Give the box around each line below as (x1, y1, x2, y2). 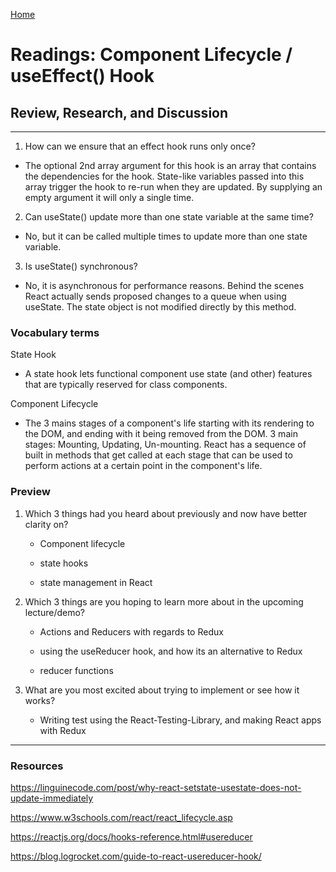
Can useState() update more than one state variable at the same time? (24, 211, 314, 223)
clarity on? (24, 518, 69, 530)
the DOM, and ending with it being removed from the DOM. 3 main (24, 428, 298, 440)
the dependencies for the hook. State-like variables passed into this (24, 170, 305, 182)
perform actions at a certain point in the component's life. (24, 460, 263, 472)
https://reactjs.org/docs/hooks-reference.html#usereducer (10, 830, 253, 843)
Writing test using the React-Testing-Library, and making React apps (39, 714, 322, 726)
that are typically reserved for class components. (24, 379, 228, 391)
